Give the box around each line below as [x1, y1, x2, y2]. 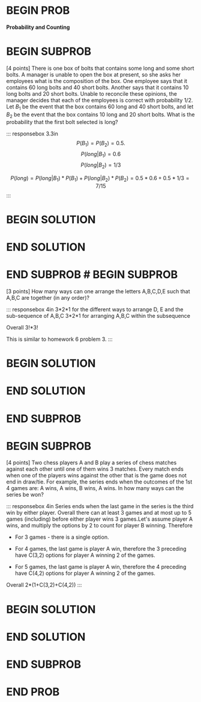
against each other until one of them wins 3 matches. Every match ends [6, 465, 184, 473]
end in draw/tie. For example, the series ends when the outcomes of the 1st [6, 478, 193, 485]
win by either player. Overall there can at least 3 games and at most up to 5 [6, 509, 192, 517]
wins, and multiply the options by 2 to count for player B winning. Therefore [6, 522, 193, 529]
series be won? [6, 491, 44, 499]
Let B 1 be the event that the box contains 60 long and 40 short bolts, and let [6, 103, 194, 111]
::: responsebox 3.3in [6, 130, 58, 137]
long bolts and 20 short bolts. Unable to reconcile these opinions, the [6, 90, 178, 97]
